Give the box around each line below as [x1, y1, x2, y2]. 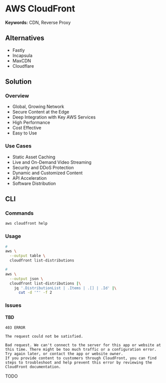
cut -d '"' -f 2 [18, 290, 52, 295]
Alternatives [5, 34, 45, 42]
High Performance [12, 120, 51, 126]
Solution [5, 78, 32, 86]
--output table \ [9, 254, 46, 258]
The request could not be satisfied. [5, 334, 83, 339]
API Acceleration [12, 175, 47, 181]
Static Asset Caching [12, 154, 56, 160]
